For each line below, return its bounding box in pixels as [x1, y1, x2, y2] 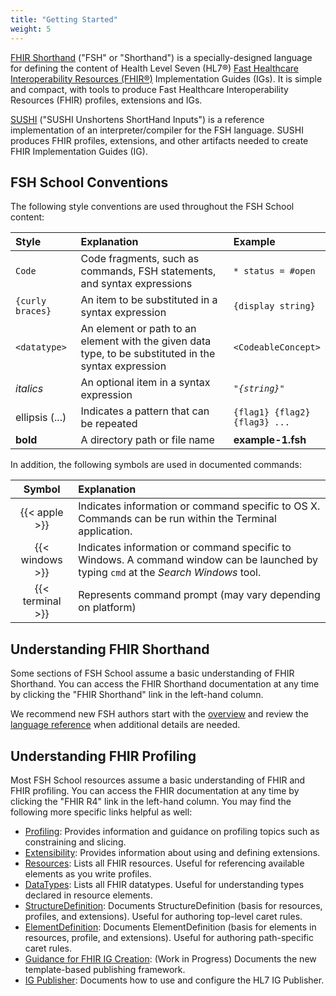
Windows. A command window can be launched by [78, 553, 318, 567]
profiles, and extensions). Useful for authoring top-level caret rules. [24, 910, 303, 922]
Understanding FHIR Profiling [10, 747, 197, 765]
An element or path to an [80, 322, 197, 336]
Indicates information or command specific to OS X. [78, 499, 321, 513]
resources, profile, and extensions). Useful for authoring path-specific [24, 931, 314, 943]
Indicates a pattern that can [80, 404, 210, 418]
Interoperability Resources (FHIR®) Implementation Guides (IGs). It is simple [10, 72, 323, 85]
